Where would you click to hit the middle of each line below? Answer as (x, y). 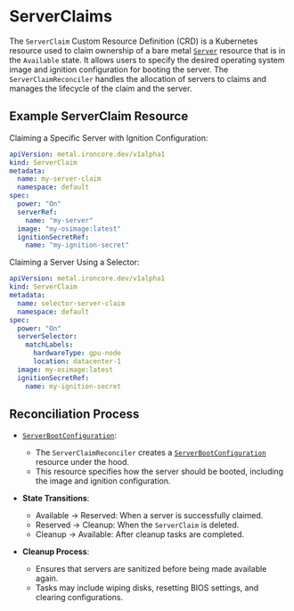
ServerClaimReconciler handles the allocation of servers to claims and (138, 78)
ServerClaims (61, 16)
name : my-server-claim (59, 179)
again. (47, 578)
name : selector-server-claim (71, 303)
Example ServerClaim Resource (99, 116)
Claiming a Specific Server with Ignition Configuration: (109, 138)
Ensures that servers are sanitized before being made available (151, 569)
